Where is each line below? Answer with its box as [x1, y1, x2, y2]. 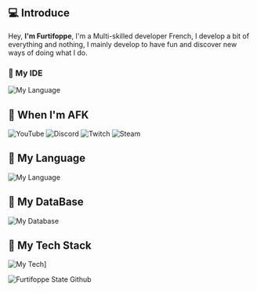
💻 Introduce [8, 6, 71, 20]
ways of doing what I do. [8, 48, 88, 57]
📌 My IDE [8, 68, 43, 78]
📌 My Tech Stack [8, 239, 92, 252]
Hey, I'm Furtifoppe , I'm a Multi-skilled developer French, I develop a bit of [8, 31, 249, 41]
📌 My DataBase [8, 195, 84, 209]
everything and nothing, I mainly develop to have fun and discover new [8, 39, 237, 49]
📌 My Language [8, 151, 86, 165]
